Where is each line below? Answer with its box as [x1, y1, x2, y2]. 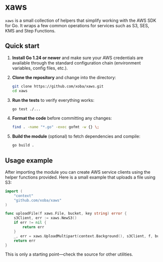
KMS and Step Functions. [5, 28, 56, 33]
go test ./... [12, 106, 41, 112]
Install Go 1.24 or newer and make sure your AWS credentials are [12, 55, 144, 61]
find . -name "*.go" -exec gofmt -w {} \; [12, 125, 99, 130]
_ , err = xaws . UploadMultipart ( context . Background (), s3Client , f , [14, 233, 153, 239]
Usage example [5, 156, 53, 164]
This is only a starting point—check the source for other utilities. [5, 251, 133, 257]
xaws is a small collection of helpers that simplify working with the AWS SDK [5, 17, 157, 23]
